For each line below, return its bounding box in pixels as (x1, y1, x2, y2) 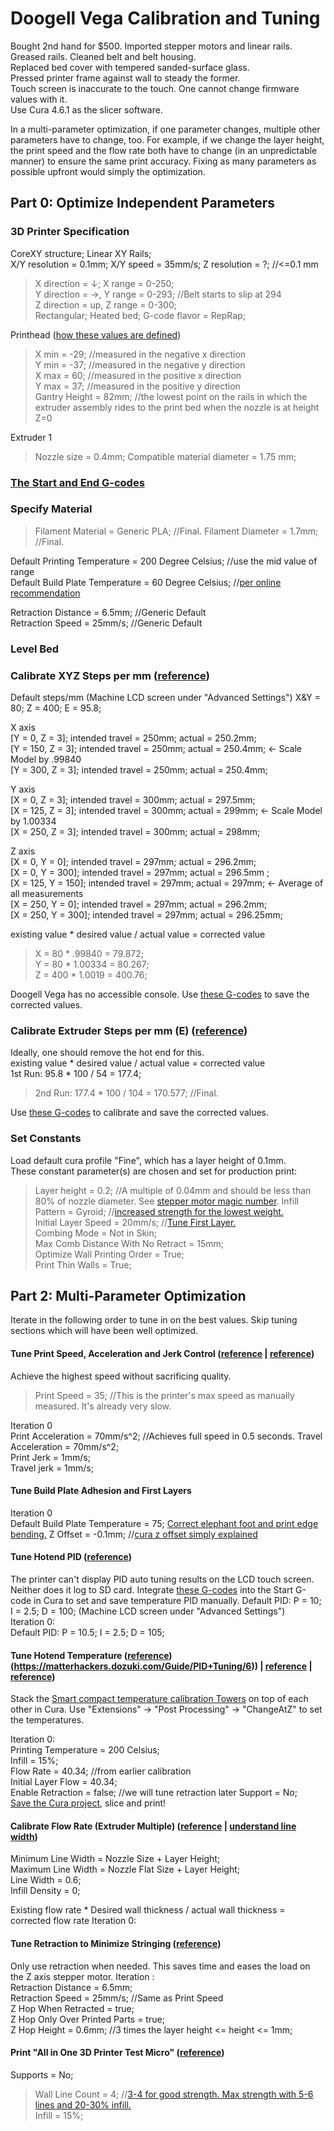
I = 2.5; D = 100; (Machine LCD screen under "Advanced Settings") (10, 1605, 286, 1617)
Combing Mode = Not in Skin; (34, 1227, 157, 1239)
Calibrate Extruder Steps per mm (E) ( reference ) (10, 1023, 248, 1037)
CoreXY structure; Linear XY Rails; (10, 247, 152, 259)
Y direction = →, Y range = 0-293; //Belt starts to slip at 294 (34, 288, 282, 300)
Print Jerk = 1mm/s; (10, 1451, 91, 1463)
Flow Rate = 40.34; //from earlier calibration (10, 1765, 192, 1777)
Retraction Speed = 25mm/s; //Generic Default (10, 617, 203, 629)
